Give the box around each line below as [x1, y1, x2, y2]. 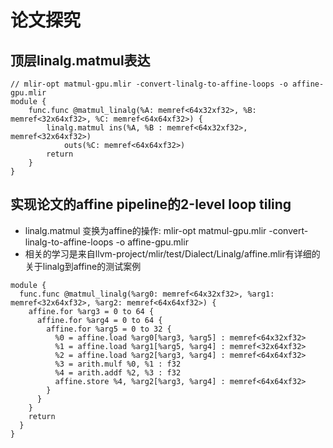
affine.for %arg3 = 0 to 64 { [28, 306, 155, 316]
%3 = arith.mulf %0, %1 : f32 [54, 359, 182, 369]
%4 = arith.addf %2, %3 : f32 [54, 367, 182, 378]
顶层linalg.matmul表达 [10, 52, 151, 69]
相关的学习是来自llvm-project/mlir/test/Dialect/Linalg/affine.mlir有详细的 [24, 247, 321, 260]
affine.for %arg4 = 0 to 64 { [36, 315, 163, 325]
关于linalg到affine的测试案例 [24, 260, 142, 272]
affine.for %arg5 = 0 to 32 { [46, 324, 172, 334]
